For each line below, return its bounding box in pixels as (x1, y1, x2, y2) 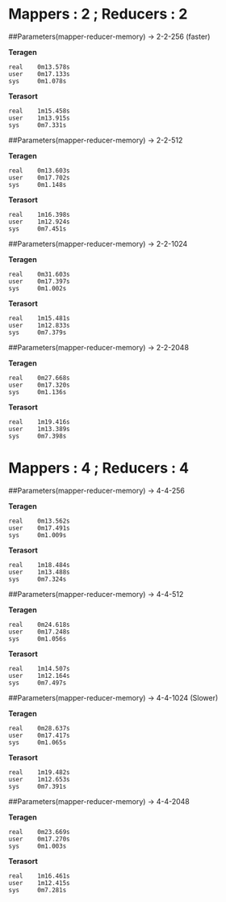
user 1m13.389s (8, 425, 70, 433)
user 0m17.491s (8, 523, 70, 532)
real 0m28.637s (8, 724, 70, 732)
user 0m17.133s (8, 70, 70, 78)
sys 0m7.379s (8, 328, 67, 337)
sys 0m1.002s (8, 284, 67, 292)
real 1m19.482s (8, 768, 70, 777)
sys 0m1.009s (8, 531, 67, 539)
